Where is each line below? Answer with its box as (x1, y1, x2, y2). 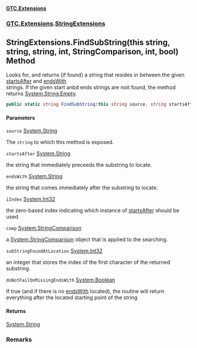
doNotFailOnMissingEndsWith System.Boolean (6, 276, 116, 283)
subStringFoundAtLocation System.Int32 (6, 247, 103, 255)
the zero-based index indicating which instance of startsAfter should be (6, 207, 180, 214)
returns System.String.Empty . (6, 90, 77, 97)
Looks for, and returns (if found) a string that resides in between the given (6, 71, 185, 79)
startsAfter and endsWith (6, 78, 67, 85)
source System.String (6, 127, 57, 135)
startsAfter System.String (6, 150, 71, 157)
